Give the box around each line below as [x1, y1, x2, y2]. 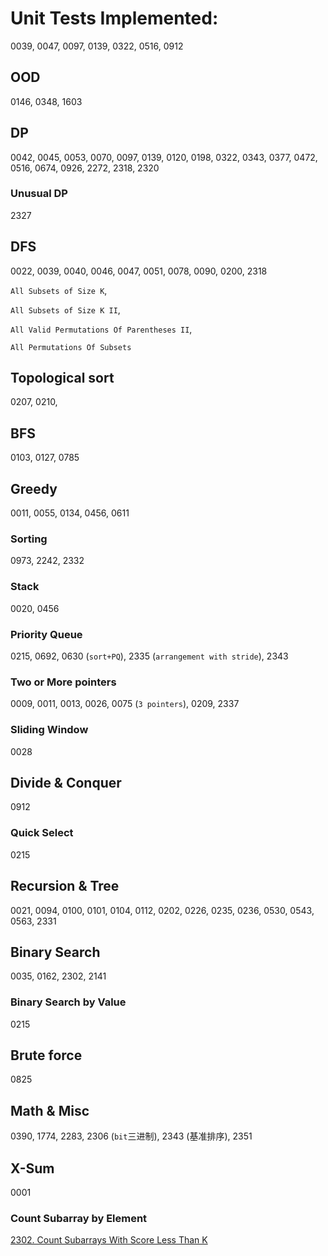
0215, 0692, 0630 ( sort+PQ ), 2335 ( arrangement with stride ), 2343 [10, 650, 289, 662]
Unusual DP [10, 187, 68, 201]
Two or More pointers [10, 675, 117, 689]
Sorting [10, 532, 48, 546]
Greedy [10, 480, 58, 497]
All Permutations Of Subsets [10, 342, 132, 352]
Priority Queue [10, 627, 83, 641]
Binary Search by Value [10, 995, 127, 1009]
